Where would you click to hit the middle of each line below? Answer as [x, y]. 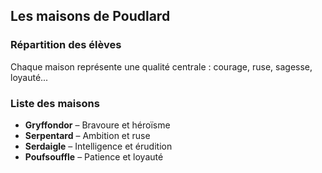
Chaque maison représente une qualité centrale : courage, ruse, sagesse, [161, 66]
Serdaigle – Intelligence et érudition [98, 146]
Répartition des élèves [66, 45]
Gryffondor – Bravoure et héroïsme [97, 125]
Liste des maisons [55, 103]
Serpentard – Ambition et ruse [87, 135]
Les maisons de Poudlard [90, 16]
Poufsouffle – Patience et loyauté [94, 156]
